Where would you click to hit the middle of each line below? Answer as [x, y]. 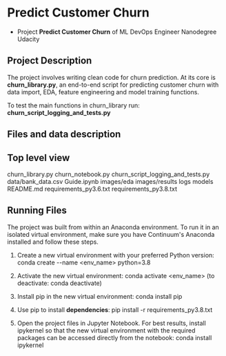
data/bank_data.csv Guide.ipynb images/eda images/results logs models [110, 181]
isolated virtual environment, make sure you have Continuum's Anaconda [111, 234]
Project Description [50, 61]
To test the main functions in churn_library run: [73, 105]
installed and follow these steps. [53, 242]
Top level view [39, 157]
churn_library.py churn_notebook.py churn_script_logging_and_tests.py [109, 174]
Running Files [37, 210]
